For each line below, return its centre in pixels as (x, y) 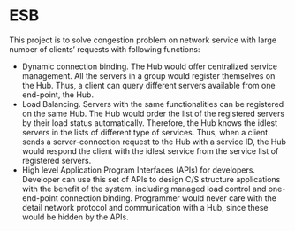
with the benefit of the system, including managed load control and (144, 189)
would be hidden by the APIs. (76, 217)
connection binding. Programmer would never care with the (168, 198)
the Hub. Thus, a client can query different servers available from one (148, 85)
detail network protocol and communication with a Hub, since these (145, 207)
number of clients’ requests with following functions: (105, 49)
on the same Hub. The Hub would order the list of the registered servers (153, 113)
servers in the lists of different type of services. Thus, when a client (145, 132)
